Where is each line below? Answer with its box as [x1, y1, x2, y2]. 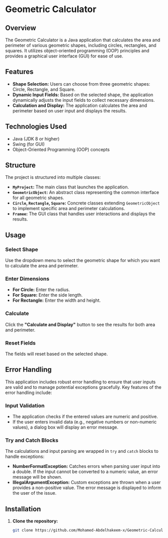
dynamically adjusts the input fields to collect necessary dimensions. [12, 97, 155, 103]
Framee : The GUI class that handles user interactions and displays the [12, 211, 155, 217]
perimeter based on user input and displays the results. [12, 107, 127, 114]
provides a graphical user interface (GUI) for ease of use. [5, 53, 124, 59]
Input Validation [5, 402, 45, 409]
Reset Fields [5, 339, 36, 346]
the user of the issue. [12, 490, 57, 496]
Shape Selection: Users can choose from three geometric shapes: [12, 81, 150, 87]
